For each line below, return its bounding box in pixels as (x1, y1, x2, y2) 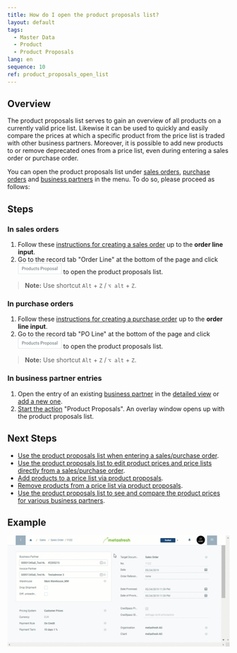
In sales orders (7, 224, 59, 234)
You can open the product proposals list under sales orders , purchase (7, 168, 210, 176)
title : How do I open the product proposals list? (7, 11, 159, 18)
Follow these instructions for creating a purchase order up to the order (17, 315, 224, 324)
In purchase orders (7, 299, 74, 309)
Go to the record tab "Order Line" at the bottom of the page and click (17, 255, 219, 264)
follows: (7, 183, 30, 191)
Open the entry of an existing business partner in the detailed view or (17, 389, 219, 398)
